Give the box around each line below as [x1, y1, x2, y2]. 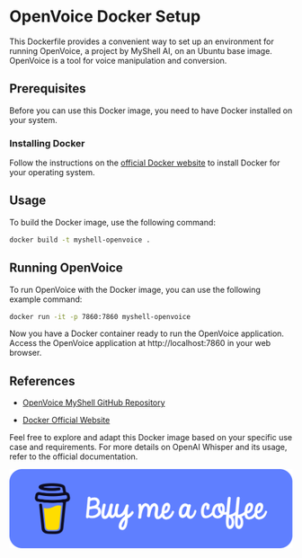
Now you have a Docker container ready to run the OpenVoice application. [9, 328, 285, 339]
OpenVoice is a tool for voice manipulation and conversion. [9, 55, 227, 66]
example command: [9, 294, 83, 305]
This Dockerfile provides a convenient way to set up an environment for [9, 36, 274, 47]
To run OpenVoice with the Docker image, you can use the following [9, 284, 261, 295]
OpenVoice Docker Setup [9, 6, 201, 27]
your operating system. [9, 167, 96, 178]
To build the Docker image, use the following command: [9, 217, 216, 227]
